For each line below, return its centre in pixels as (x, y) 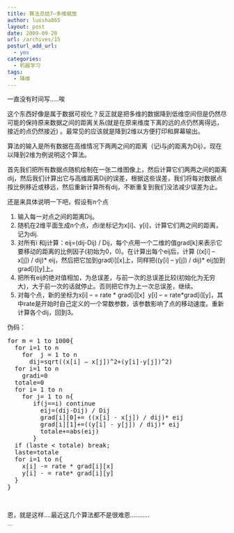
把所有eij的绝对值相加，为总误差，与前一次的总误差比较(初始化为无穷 (116, 278)
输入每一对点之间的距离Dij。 (58, 217)
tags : (15, 72)
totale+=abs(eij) (70, 432)
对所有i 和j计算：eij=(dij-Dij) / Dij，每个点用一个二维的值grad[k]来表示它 (120, 243)
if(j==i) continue (64, 404)
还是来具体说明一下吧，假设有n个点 (58, 202)
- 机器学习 (27, 65)
